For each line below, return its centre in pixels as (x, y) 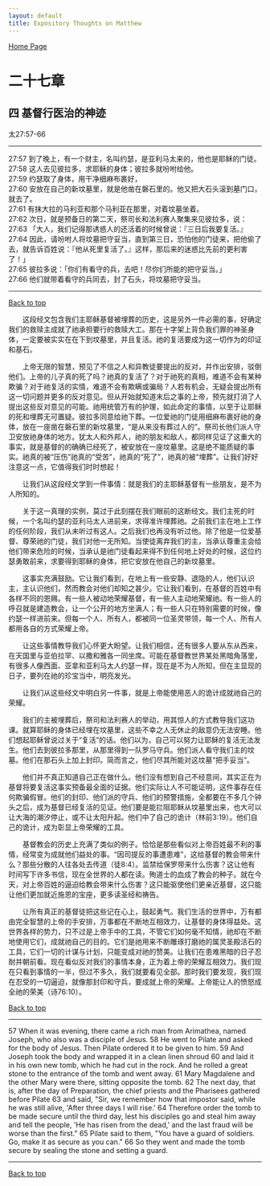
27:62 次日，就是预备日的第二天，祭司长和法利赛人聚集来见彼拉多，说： (128, 218)
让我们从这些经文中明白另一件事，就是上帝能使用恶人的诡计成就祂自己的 (142, 692)
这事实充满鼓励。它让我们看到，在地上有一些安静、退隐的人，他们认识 (139, 578)
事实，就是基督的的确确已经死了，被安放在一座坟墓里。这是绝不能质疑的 (128, 446)
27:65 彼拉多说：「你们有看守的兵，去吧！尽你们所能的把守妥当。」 (117, 269)
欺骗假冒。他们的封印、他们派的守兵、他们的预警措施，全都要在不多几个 (135, 797)
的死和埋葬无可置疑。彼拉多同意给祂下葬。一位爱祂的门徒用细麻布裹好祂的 (131, 416)
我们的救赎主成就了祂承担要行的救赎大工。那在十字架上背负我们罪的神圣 (128, 329)
